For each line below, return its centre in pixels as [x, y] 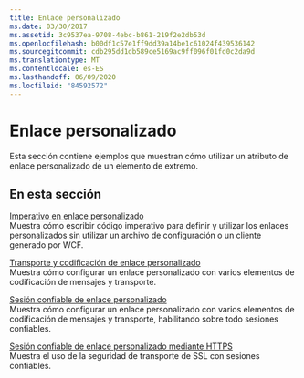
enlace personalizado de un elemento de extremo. [104, 166]
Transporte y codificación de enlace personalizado [105, 263]
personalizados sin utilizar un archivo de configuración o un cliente [136, 235]
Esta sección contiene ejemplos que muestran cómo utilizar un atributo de [149, 156]
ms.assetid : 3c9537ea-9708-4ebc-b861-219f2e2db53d [108, 35]
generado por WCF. [47, 245]
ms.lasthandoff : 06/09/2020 [63, 77]
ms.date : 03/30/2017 [49, 26]
